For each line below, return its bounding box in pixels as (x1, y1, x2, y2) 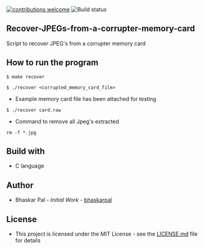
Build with (6, 146, 45, 157)
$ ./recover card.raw (6, 107, 62, 113)
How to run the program (6, 58, 99, 68)
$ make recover (6, 73, 45, 80)
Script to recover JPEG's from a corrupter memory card (6, 40, 146, 47)
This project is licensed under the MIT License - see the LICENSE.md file (15, 230, 198, 238)
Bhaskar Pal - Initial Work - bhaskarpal (15, 196, 113, 204)
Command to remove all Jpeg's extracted (15, 117, 119, 125)
